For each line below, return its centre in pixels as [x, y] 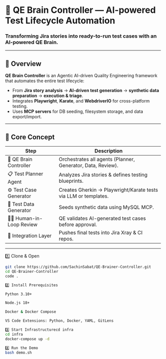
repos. [66, 239]
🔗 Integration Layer [30, 236]
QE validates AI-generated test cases [102, 218]
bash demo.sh [19, 353]
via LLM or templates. [83, 196]
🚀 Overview [23, 64]
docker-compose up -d [27, 339]
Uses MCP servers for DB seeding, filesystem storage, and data [78, 111]
